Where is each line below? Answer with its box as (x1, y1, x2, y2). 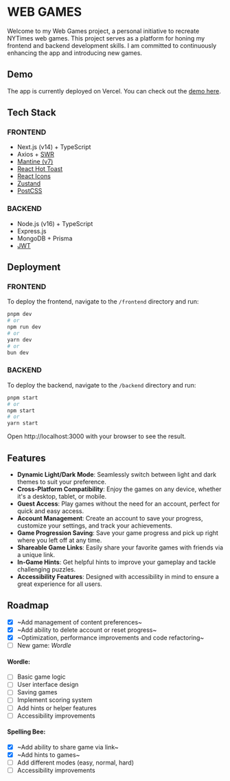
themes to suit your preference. (16, 478, 106, 486)
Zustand (16, 179, 41, 188)
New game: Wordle (16, 642, 72, 650)
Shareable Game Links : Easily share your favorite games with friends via (16, 543, 224, 552)
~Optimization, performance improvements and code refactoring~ (16, 633, 205, 642)
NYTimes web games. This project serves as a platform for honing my (7, 34, 205, 42)
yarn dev (7, 336, 32, 343)
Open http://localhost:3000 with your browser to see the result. (7, 432, 187, 440)
